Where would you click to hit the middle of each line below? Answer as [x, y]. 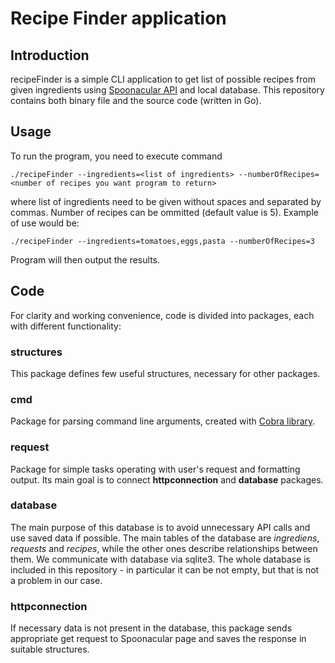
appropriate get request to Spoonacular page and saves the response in [158, 639]
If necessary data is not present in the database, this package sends [151, 628]
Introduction [50, 55]
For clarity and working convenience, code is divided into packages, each [162, 315]
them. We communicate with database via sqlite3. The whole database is [161, 559]
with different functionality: [66, 326]
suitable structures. [50, 649]
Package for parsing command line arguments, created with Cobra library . [163, 421]
